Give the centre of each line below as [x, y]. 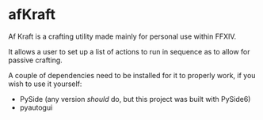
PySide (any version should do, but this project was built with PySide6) [135, 99]
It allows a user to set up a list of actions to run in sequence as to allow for [129, 51]
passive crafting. [36, 60]
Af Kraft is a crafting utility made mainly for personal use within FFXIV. [122, 36]
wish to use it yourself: [45, 84]
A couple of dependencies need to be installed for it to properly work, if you [132, 75]
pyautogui [36, 107]
